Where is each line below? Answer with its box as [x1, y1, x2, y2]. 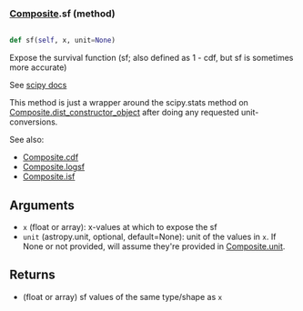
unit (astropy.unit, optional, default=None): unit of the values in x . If [22, 231, 277, 242]
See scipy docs [9, 80, 67, 91]
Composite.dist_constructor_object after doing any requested [9, 107, 239, 118]
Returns [9, 267, 56, 283]
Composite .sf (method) [9, 7, 116, 20]
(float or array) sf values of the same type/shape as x [22, 291, 223, 302]
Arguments [9, 197, 76, 213]
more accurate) [9, 62, 67, 73]
